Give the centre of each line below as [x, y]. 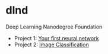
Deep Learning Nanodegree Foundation [54, 27]
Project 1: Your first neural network [56, 38]
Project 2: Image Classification [52, 45]
